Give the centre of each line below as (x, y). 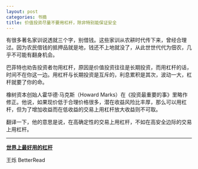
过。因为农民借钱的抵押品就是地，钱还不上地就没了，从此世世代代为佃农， (96, 47)
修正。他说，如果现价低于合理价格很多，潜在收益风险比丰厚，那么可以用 (94, 102)
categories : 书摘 (27, 17)
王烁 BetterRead (26, 160)
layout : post (22, 12)
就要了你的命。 (29, 82)
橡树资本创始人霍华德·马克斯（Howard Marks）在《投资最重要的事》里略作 (97, 95)
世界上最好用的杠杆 (29, 148)
